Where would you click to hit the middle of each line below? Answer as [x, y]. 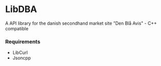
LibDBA [21, 9]
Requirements [23, 41]
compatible [17, 28]
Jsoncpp [22, 58]
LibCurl [20, 53]
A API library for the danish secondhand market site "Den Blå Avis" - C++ [81, 23]
